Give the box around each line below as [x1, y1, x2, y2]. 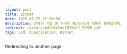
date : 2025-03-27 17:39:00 [5, 16, 60, 21]
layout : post [5, 7, 32, 12]
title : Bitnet [5, 12, 34, 17]
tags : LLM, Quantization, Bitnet [5, 30, 74, 35]
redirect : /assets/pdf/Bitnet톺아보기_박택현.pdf [5, 26, 102, 30]
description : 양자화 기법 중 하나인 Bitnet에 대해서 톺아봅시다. [5, 21, 123, 26]
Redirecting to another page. [5, 44, 63, 49]
